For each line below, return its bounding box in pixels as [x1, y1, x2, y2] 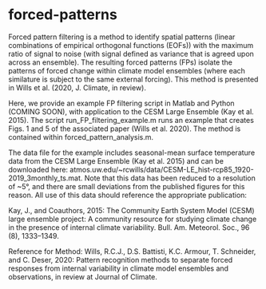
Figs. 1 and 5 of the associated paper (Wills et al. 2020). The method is [8, 124, 241, 133]
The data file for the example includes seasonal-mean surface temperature [8, 148, 256, 157]
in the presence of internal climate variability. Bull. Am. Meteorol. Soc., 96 [8, 222, 250, 232]
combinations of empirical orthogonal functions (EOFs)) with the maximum [8, 40, 254, 49]
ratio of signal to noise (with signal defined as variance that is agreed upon [8, 49, 254, 58]
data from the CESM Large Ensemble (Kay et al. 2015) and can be [8, 156, 224, 165]
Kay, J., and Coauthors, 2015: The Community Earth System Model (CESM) [8, 205, 255, 215]
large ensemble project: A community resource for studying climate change [8, 214, 257, 224]
